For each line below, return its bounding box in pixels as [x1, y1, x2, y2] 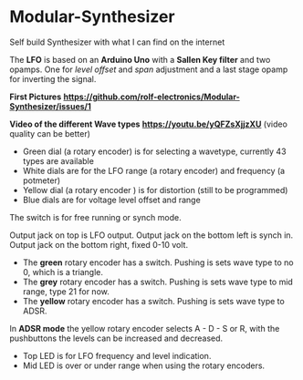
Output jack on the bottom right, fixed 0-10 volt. [9, 239, 189, 250]
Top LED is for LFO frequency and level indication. [22, 350, 212, 361]
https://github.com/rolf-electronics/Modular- [63, 91, 240, 102]
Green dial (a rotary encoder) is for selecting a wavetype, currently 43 [22, 146, 287, 157]
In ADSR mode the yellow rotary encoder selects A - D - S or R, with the [9, 323, 280, 334]
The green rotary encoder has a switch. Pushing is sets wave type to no [22, 257, 294, 268]
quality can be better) [9, 128, 91, 139]
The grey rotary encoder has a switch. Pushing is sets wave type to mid [22, 276, 294, 287]
